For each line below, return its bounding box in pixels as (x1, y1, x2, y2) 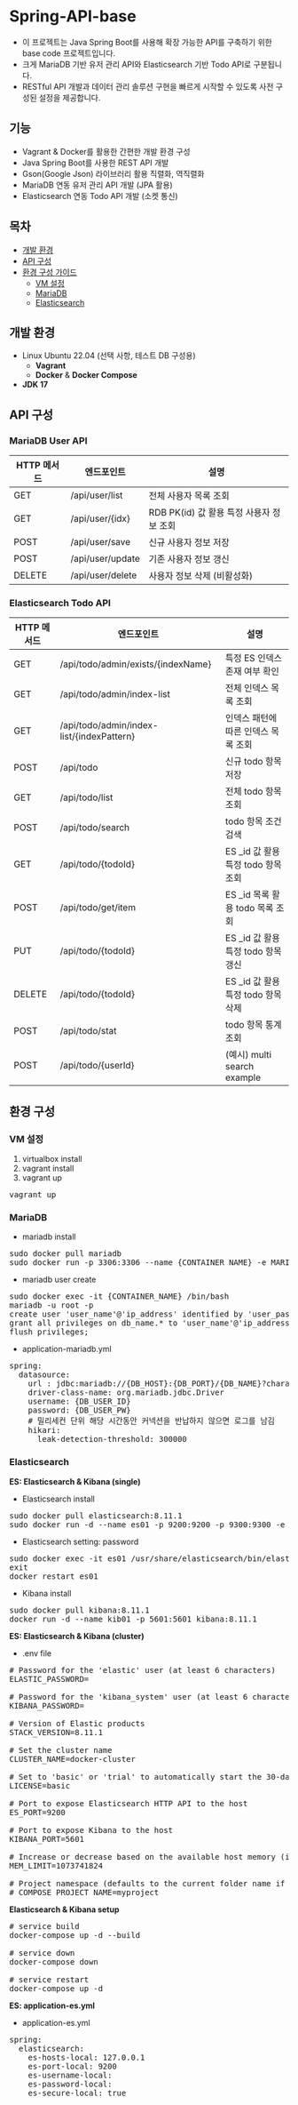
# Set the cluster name (9, 1745, 113, 1755)
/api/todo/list (59, 791, 114, 804)
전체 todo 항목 (224, 785, 282, 797)
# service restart (9, 1974, 90, 1984)
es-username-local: (27, 2069, 113, 2080)
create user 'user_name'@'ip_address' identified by (9, 1309, 244, 1319)
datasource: (18, 1370, 71, 1380)
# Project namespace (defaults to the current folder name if (9, 1878, 286, 1888)
